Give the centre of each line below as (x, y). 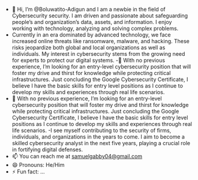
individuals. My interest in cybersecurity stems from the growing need (98, 54)
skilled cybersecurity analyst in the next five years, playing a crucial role (101, 143)
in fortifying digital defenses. (47, 149)
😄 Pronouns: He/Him (38, 165)
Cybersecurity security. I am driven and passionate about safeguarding (100, 16)
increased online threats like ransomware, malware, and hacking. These (101, 41)
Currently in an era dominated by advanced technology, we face (91, 35)
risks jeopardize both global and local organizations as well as (88, 47)
